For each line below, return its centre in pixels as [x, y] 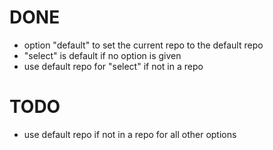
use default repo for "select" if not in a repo [113, 66]
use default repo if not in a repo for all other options [130, 134]
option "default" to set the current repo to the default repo [143, 45]
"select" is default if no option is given [102, 55]
